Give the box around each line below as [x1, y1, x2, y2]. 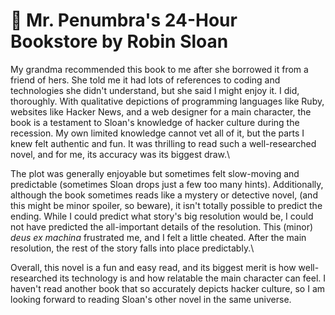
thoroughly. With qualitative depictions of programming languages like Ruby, [10, 95, 325, 107]
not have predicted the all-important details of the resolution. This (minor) [10, 220, 314, 233]
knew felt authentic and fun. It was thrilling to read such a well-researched [10, 137, 317, 149]
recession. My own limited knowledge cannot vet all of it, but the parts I [10, 127, 305, 139]
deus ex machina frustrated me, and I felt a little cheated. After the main [10, 231, 307, 243]
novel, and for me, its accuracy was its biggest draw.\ [10, 148, 231, 160]
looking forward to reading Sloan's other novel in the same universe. [10, 293, 292, 305]
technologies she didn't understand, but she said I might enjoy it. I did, [10, 84, 300, 96]
